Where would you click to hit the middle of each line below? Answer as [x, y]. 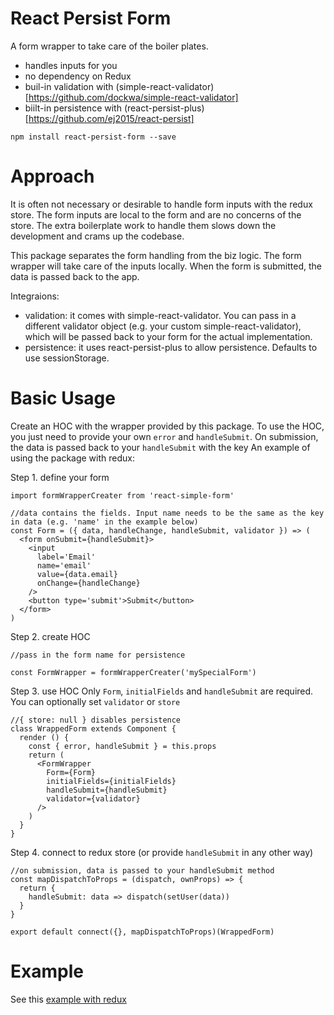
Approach [52, 176]
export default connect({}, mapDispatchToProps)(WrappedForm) [142, 932]
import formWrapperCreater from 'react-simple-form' [122, 495]
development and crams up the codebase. [97, 236]
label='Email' [66, 557]
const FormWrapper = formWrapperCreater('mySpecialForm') [133, 672]
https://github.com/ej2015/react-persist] [111, 118]
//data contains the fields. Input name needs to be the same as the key [167, 513]
